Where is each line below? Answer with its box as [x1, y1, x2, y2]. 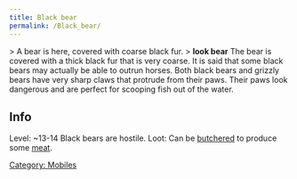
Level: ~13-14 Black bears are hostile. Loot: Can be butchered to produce [9, 133, 277, 143]
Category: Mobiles [9, 159, 77, 170]
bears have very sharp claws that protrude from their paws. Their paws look [9, 74, 288, 85]
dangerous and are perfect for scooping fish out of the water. [9, 84, 234, 94]
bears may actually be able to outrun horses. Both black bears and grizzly [9, 64, 280, 76]
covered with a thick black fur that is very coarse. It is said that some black [9, 55, 284, 66]
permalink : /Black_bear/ [9, 21, 101, 30]
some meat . [9, 142, 53, 153]
